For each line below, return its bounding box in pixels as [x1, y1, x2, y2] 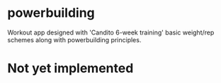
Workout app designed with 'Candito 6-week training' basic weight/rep [7, 28, 215, 37]
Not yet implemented [7, 60, 134, 77]
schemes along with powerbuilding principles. [7, 35, 142, 44]
